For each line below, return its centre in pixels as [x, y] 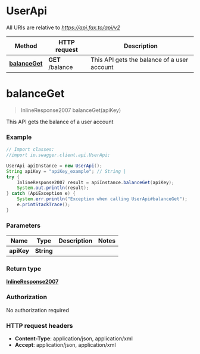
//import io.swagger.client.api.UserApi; [58, 155]
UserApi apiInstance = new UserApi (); [54, 166]
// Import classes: [30, 150]
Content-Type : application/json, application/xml [74, 339]
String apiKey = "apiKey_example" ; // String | [66, 171]
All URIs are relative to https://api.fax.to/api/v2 [63, 27]
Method [26, 46]
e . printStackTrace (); [43, 205]
